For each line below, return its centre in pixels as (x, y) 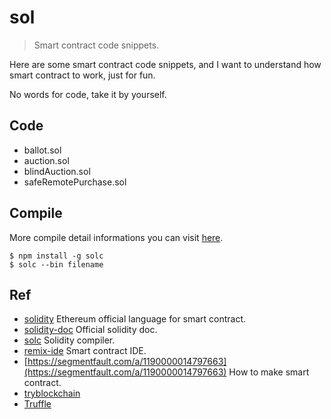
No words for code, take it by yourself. (88, 94)
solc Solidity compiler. (69, 340)
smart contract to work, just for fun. (82, 75)
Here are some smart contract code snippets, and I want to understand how (165, 64)
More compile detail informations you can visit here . (116, 237)
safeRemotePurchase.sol (75, 182)
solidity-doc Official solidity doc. (90, 330)
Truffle (37, 404)
